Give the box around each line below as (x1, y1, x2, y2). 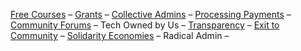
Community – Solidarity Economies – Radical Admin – (10, 30, 230, 41)
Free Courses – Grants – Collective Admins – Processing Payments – (10, 9, 292, 20)
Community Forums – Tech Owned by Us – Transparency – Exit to (10, 19, 280, 31)
